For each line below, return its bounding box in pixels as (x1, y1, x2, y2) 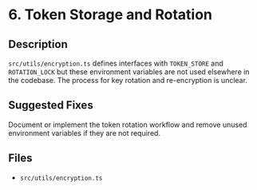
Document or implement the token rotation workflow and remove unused (8, 120, 247, 129)
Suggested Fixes (8, 98, 93, 113)
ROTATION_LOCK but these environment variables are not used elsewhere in (8, 67, 250, 77)
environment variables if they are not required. (8, 128, 161, 137)
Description (8, 38, 68, 51)
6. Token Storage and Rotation (8, 6, 213, 24)
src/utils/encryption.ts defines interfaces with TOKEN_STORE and (8, 58, 223, 68)
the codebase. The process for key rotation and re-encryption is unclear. (8, 76, 247, 85)
